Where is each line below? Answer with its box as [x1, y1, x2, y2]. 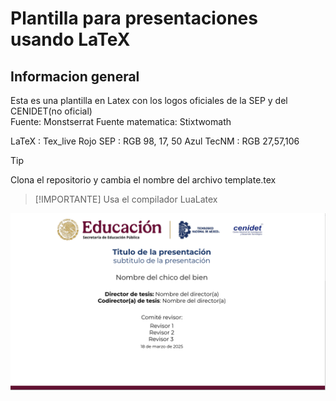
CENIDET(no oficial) [10, 105, 93, 117]
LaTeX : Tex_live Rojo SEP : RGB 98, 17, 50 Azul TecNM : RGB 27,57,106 [10, 135, 300, 147]
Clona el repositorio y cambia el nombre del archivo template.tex [10, 174, 277, 186]
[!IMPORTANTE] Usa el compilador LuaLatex [34, 193, 218, 205]
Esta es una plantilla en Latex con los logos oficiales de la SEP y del [10, 95, 288, 106]
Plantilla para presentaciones [10, 7, 258, 30]
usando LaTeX [10, 28, 131, 51]
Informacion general [10, 68, 140, 85]
